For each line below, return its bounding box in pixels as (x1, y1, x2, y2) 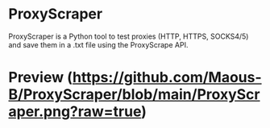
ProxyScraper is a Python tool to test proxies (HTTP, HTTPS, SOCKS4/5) (8, 31, 249, 41)
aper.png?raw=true (8, 102, 142, 121)
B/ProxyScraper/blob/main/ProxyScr (8, 85, 260, 104)
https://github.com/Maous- (72, 68, 262, 87)
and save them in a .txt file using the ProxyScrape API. (8, 39, 189, 49)
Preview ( (8, 68, 73, 87)
